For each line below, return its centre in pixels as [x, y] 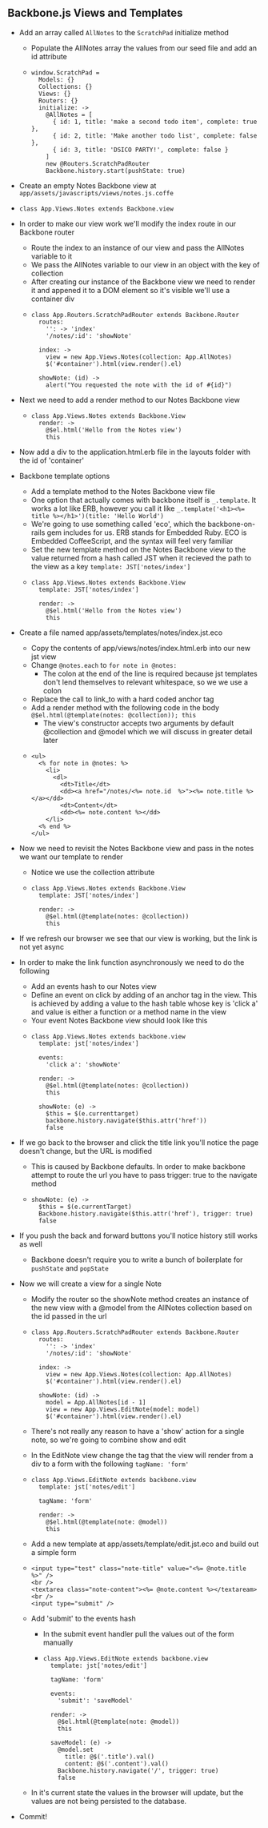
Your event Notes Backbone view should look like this [119, 1020]
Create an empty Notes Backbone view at [88, 185]
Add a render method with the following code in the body [125, 707]
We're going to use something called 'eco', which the [118, 524]
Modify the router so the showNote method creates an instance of [140, 1299]
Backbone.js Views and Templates [95, 13]
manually [58, 1642]
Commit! [33, 1816]
